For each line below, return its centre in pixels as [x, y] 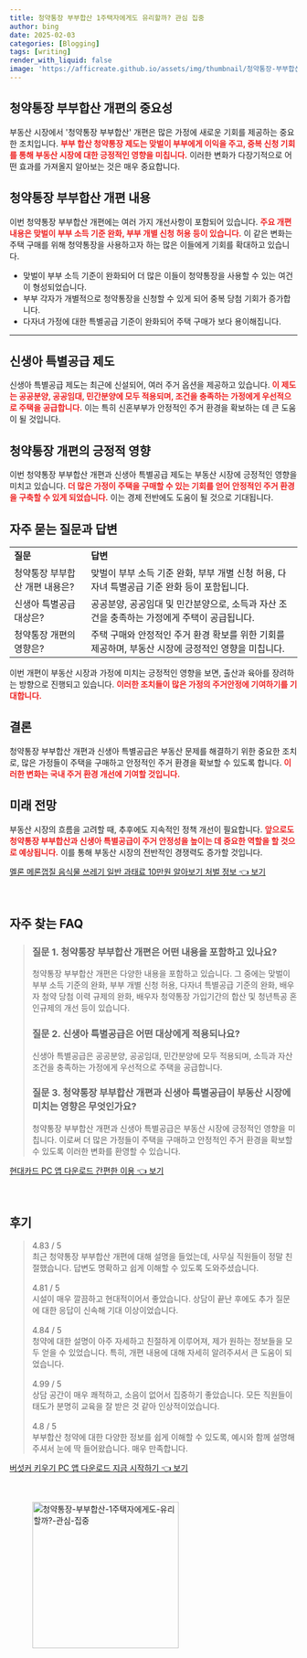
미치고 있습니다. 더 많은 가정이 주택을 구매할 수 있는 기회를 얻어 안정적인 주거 [144, 487]
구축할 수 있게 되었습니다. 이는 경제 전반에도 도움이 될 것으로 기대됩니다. [146, 497]
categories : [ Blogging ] [55, 43]
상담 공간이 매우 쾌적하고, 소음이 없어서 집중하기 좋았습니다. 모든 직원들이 [162, 1395]
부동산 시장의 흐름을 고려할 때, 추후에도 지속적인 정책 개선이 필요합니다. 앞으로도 [152, 829]
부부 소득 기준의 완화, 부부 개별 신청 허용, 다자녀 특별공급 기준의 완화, [154, 985]
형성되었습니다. [59, 287]
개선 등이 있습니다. [97, 1008]
